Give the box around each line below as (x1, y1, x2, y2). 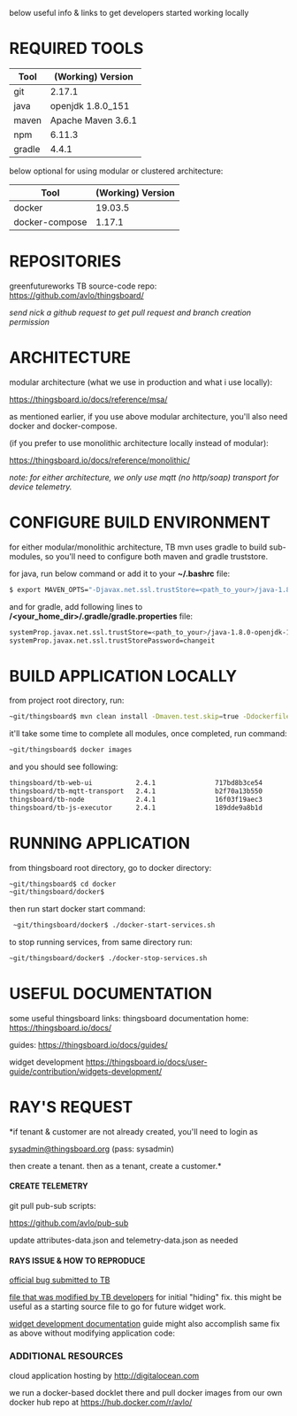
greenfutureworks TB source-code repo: (9, 281, 157, 291)
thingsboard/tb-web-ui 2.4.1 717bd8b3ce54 (9, 779, 263, 788)
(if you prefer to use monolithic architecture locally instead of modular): (9, 437, 270, 448)
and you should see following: (9, 761, 118, 773)
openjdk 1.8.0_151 (49, 99, 130, 112)
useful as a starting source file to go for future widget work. (9, 1301, 227, 1312)
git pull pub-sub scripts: (9, 1201, 96, 1212)
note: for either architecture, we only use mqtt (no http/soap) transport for (9, 472, 279, 482)
